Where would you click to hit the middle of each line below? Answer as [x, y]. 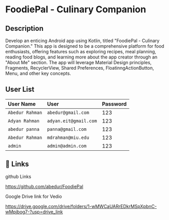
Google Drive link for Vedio [34, 196]
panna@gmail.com [67, 129]
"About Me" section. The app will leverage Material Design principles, [79, 62]
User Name [22, 104]
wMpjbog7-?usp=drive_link [34, 212]
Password [114, 104]
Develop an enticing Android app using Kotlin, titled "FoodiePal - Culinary [82, 41]
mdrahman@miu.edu [68, 137]
